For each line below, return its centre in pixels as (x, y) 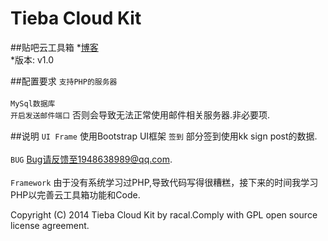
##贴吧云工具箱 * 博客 (54, 47)
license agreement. (50, 225)
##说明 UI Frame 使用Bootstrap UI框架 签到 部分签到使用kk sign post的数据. (164, 136)
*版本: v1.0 (32, 59)
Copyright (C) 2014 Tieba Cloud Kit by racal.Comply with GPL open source (164, 214)
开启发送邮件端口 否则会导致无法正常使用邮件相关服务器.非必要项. (140, 114)
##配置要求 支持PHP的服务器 (64, 81)
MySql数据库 (33, 103)
